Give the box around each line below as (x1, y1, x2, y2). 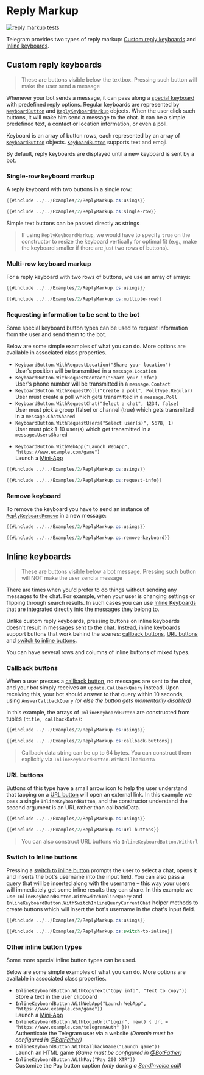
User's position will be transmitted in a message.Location (15, 367, 157, 375)
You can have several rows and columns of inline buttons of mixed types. (6, 648, 190, 655)
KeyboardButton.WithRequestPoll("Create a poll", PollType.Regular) (15, 388, 193, 394)
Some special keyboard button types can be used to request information (6, 324, 188, 332)
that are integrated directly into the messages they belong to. (6, 605, 160, 613)
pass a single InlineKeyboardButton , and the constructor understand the (6, 797, 188, 805)
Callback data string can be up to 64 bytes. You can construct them (21, 749, 191, 756)
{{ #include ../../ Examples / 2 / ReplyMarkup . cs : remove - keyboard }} (6, 535, 171, 541)
